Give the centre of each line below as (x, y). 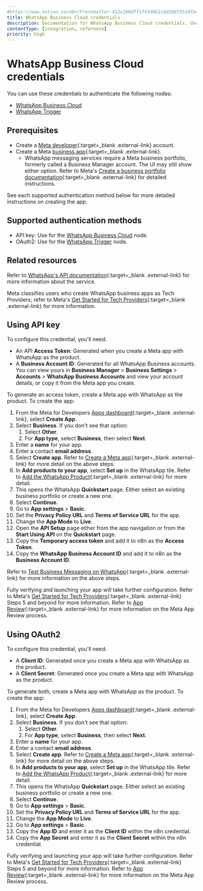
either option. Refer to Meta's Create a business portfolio (95, 171)
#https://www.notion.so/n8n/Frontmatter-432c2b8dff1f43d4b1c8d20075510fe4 (103, 12)
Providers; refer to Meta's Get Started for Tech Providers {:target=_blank (96, 300)
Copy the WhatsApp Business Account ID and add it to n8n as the (98, 554)
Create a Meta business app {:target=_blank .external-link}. (88, 151)
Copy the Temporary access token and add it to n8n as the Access (100, 541)
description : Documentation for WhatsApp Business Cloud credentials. (97, 23)
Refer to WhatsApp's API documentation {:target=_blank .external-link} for (98, 275)
